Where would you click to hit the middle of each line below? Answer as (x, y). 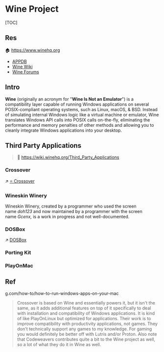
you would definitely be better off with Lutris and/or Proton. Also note (87, 334)
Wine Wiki (22, 67)
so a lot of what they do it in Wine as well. (59, 344)
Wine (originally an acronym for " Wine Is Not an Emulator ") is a (69, 99)
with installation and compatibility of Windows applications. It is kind (86, 313)
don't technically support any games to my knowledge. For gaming (84, 329)
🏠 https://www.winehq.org (33, 50)
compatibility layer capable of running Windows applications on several (77, 104)
